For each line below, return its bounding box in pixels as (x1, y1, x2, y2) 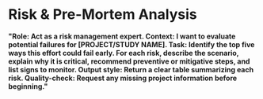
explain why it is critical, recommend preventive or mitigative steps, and (8, 57, 250, 66)
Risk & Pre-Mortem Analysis (8, 5, 197, 24)
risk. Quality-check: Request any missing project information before (8, 73, 238, 82)
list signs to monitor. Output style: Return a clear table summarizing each (8, 64, 254, 74)
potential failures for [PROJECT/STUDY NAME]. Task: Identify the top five (8, 39, 255, 49)
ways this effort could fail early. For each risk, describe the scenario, (8, 48, 239, 57)
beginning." (8, 81, 48, 91)
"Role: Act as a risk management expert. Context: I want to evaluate (8, 31, 236, 41)
